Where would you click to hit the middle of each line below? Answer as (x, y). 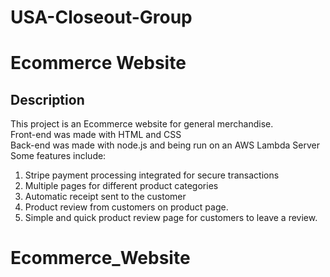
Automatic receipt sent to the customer (105, 197)
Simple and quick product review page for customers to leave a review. (171, 218)
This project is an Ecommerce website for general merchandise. (142, 124)
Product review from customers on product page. (126, 207)
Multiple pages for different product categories (121, 186)
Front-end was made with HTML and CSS (96, 135)
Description (47, 99)
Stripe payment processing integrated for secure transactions (152, 175)
